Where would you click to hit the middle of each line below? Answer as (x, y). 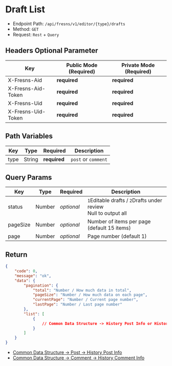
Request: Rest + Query (36, 34)
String (31, 159)
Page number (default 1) (117, 236)
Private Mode (138, 65)
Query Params (29, 177)
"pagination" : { (41, 286)
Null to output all (107, 213)
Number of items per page (119, 221)
